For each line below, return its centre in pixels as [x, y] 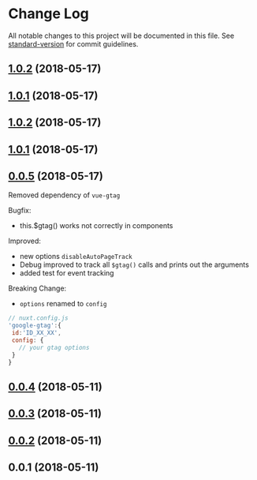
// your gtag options [54, 347]
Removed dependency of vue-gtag [64, 195]
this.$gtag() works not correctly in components [96, 226]
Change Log [48, 14]
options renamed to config [63, 304]
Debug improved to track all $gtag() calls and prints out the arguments [134, 264]
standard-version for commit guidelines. [73, 43]
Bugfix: [20, 211]
